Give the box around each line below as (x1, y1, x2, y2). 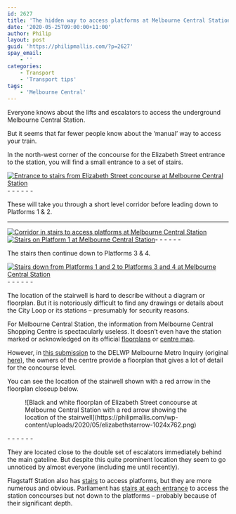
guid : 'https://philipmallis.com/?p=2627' (7, 43, 133, 50)
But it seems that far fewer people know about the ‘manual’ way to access (7, 130, 221, 138)
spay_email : (7, 50, 42, 57)
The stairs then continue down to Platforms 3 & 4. (7, 249, 151, 258)
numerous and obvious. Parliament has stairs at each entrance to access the (7, 484, 229, 493)
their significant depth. (7, 499, 73, 508)
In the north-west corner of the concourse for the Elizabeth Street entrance (7, 151, 225, 159)
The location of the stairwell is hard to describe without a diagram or (7, 292, 205, 300)
